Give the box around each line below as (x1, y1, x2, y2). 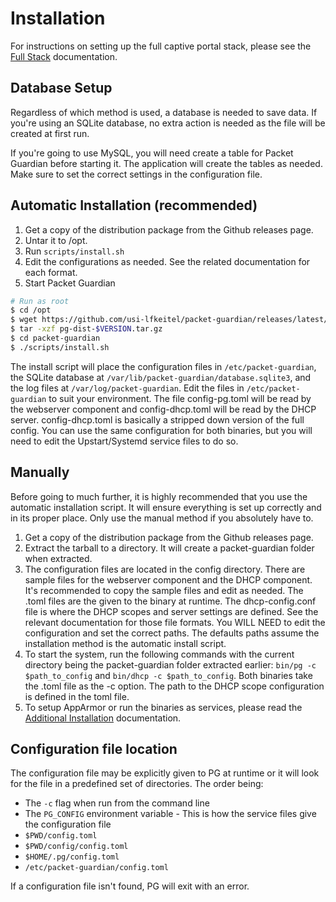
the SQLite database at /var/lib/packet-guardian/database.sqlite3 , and (10, 371, 312, 383)
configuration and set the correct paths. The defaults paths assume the (24, 627, 320, 639)
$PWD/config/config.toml (24, 842, 129, 852)
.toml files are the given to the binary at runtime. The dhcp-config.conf (24, 595, 317, 607)
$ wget (10, 315, 38, 325)
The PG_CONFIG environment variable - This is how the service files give (24, 808, 317, 820)
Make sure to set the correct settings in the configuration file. (10, 168, 263, 180)
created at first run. (10, 127, 90, 139)
